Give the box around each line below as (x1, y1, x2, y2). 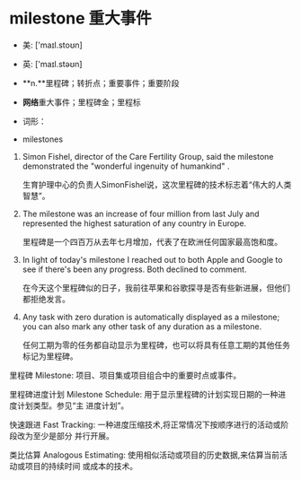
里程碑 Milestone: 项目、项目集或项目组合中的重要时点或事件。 (9, 370, 242, 380)
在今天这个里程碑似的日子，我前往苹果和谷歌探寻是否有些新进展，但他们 (22, 282, 290, 292)
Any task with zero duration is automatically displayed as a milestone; (22, 311, 280, 322)
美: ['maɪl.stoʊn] (22, 39, 83, 50)
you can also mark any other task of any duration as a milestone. (22, 320, 262, 332)
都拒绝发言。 (22, 293, 70, 304)
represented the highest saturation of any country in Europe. (22, 217, 247, 229)
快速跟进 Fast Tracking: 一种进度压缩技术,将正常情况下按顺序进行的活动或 (9, 419, 281, 430)
